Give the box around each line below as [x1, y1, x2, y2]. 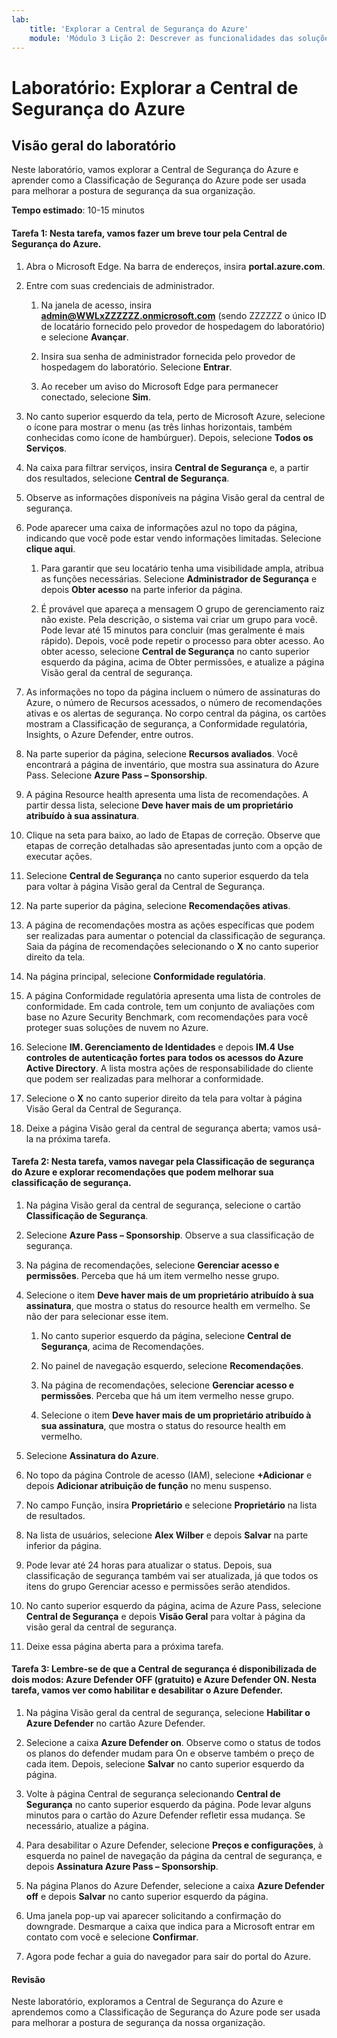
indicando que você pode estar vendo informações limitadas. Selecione [25, 532, 322, 544]
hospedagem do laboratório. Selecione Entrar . [40, 361, 233, 373]
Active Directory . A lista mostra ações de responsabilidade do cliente [25, 1062, 314, 1074]
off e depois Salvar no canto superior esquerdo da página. [25, 1890, 269, 1902]
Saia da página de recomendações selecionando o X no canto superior [25, 940, 319, 952]
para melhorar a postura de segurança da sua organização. [11, 185, 256, 197]
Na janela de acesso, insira [40, 299, 153, 311]
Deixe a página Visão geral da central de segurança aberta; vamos [25, 1122, 301, 1134]
